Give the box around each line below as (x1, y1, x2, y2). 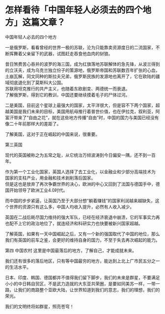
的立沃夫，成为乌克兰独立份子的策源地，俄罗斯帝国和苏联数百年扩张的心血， (5, 67, 160, 73)
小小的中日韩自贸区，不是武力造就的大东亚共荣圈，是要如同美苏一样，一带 (5, 281, 156, 286)
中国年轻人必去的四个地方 (5, 34, 57, 40)
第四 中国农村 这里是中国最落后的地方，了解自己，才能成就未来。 (5, 247, 137, 253)
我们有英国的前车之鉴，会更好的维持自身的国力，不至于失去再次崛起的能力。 (5, 237, 160, 243)
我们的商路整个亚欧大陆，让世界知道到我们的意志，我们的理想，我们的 (18, 286, 160, 293)
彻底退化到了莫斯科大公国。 (9, 79, 65, 85)
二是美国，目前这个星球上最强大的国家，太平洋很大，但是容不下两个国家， (5, 102, 156, 108)
